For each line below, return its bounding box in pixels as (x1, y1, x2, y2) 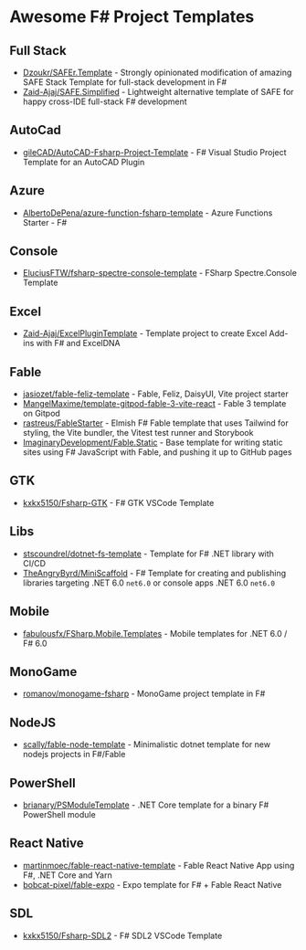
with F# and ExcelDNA (36, 338, 121, 349)
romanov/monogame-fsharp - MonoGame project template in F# (22, 688, 266, 700)
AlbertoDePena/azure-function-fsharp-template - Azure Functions (22, 207, 273, 218)
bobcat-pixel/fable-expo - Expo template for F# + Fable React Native (22, 879, 282, 890)
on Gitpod (22, 408, 61, 419)
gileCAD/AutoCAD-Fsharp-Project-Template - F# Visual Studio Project (22, 146, 287, 157)
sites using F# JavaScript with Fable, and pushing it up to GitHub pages (22, 447, 292, 458)
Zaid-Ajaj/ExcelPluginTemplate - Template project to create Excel (22, 328, 268, 339)
